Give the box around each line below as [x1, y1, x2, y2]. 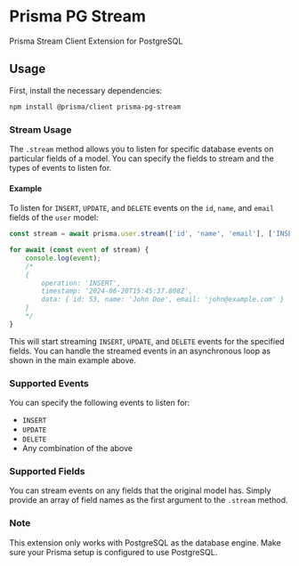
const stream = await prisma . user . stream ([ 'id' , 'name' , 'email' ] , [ [9, 230, 273, 239]
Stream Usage [9, 123, 72, 135]
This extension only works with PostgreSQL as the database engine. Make [9, 537, 282, 548]
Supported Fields [9, 465, 85, 477]
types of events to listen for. [9, 162, 112, 173]
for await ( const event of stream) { [9, 246, 149, 255]
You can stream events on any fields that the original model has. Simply [9, 485, 271, 496]
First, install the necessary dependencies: [9, 85, 163, 95]
